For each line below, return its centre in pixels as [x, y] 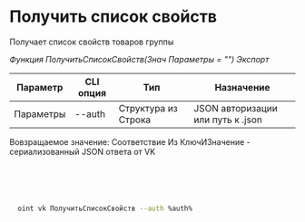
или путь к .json [228, 120]
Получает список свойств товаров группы [92, 42]
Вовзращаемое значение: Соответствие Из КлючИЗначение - [130, 141]
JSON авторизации [236, 108]
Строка [135, 120]
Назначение [242, 87]
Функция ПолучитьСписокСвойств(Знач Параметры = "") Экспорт [139, 59]
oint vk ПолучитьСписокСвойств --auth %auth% [105, 208]
